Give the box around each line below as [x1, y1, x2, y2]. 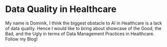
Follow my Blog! [5, 36, 38, 42]
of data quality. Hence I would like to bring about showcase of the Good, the [5, 25, 162, 31]
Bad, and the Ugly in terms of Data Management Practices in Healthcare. [5, 30, 155, 36]
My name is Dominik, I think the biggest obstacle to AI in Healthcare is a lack [5, 20, 162, 26]
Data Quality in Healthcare [5, 3, 117, 15]
